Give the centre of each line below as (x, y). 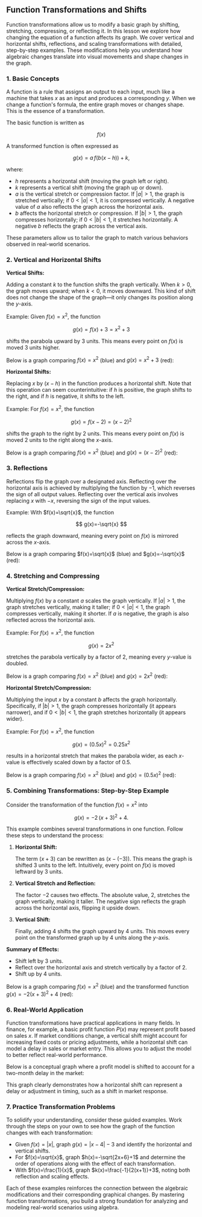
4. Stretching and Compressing (53, 576)
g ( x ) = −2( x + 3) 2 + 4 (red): (40, 994)
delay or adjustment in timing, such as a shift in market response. (87, 1091)
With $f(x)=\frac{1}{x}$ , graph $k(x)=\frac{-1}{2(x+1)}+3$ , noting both (103, 1170)
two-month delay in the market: (45, 1073)
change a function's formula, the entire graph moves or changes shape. (96, 104)
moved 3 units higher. (33, 347)
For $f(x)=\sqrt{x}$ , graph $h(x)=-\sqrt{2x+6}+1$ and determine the (100, 1157)
